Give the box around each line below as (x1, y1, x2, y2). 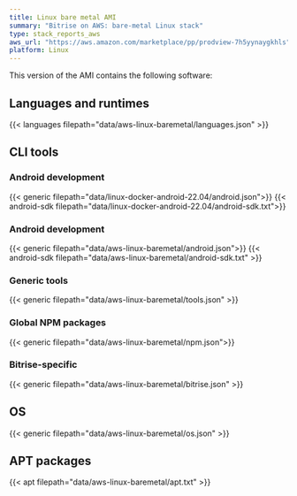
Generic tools (9, 274, 69, 286)
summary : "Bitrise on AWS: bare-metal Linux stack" (9, 21, 203, 30)
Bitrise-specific (9, 359, 78, 371)
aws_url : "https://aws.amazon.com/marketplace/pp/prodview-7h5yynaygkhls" (9, 37, 291, 47)
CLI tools (9, 145, 59, 160)
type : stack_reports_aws (9, 29, 101, 38)
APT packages (9, 454, 92, 469)
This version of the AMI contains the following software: (9, 70, 213, 80)
